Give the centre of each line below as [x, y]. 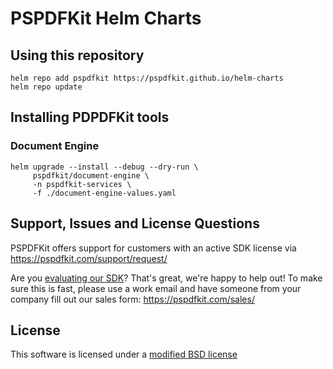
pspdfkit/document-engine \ [91, 175]
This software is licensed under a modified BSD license [124, 354]
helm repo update [46, 87]
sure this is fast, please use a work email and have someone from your [156, 288]
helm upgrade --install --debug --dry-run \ [104, 167]
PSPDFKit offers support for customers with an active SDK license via [153, 248]
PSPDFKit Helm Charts [106, 18]
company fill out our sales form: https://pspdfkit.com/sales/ [132, 299]
